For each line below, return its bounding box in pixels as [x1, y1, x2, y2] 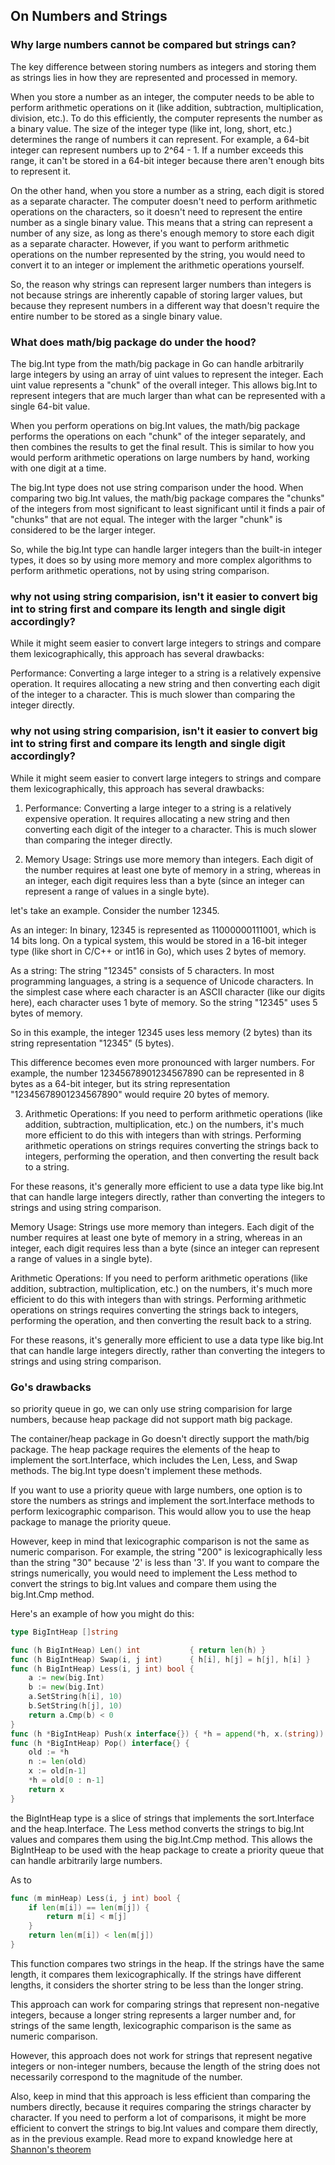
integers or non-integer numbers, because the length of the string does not [10, 2060, 321, 2072]
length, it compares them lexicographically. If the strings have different [10, 1968, 302, 1980]
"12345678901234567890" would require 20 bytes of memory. [10, 1088, 270, 1100]
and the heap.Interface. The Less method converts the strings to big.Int [10, 1822, 305, 1834]
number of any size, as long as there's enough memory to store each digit [10, 227, 315, 239]
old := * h [28, 1747, 70, 1758]
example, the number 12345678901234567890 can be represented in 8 [10, 1067, 305, 1079]
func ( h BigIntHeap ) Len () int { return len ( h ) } [10, 1645, 267, 1655]
